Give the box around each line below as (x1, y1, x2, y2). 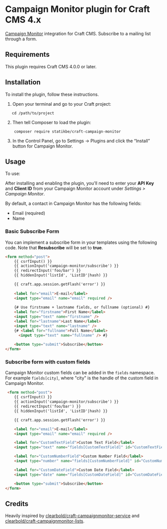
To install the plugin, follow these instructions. (5, 91, 99, 97)
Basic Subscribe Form (5, 228, 60, 235)
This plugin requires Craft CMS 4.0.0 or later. (5, 63, 97, 69)
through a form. (5, 36, 37, 42)
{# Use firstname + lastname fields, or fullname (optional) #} (14, 305, 150, 310)
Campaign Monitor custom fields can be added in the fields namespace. (5, 370, 155, 376)
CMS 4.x (5, 14, 41, 25)
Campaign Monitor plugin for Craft (5, 3, 150, 15)
